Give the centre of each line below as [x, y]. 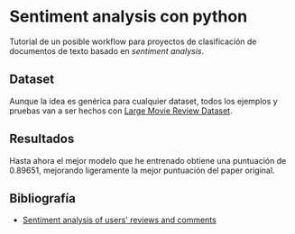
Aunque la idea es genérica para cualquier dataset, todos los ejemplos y [143, 101]
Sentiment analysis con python [129, 17]
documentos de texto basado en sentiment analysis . [107, 50]
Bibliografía [43, 198]
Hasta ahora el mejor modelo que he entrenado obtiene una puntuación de [148, 160]
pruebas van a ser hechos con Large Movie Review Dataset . [121, 111]
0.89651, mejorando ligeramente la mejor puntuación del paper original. [142, 170]
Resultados [42, 139]
